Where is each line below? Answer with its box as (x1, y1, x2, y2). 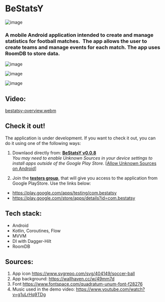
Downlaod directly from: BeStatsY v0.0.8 (12, 150, 97, 156)
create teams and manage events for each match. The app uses (5, 44, 161, 51)
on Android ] (12, 166, 37, 171)
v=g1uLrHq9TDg (12, 292, 46, 298)
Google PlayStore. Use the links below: (12, 180, 91, 186)
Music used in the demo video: (12, 286, 75, 292)
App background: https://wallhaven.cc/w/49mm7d (12, 276, 115, 282)
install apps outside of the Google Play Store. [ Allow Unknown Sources (12, 160, 157, 166)
